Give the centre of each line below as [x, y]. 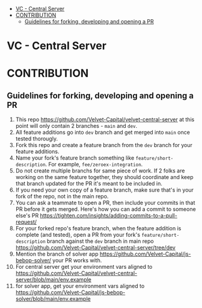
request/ [26, 222]
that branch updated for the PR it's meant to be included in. [89, 184]
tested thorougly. [37, 139]
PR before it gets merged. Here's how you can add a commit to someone [106, 209]
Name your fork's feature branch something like [75, 158]
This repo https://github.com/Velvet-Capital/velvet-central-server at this [105, 119]
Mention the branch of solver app [57, 254]
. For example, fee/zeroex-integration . [94, 165]
